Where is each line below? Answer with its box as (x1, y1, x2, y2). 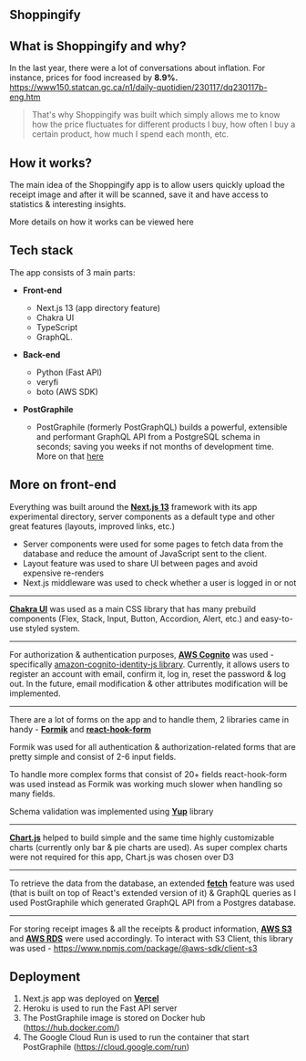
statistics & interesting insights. (9, 199, 127, 210)
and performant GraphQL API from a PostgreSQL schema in (36, 431, 260, 442)
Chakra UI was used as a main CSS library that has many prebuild (9, 603, 257, 614)
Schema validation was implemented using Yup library (9, 806, 214, 817)
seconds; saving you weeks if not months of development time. (36, 441, 275, 452)
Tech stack (9, 243, 74, 258)
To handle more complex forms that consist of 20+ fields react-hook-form (9, 768, 287, 779)
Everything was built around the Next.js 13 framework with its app (9, 501, 258, 512)
